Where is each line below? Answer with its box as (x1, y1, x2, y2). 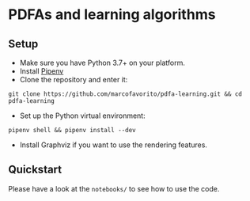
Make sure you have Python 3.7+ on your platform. (19, 58, 186, 67)
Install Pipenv (19, 66, 64, 76)
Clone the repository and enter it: (19, 75, 128, 84)
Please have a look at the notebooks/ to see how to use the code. (8, 184, 220, 193)
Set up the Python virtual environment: (19, 111, 146, 120)
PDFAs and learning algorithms (8, 6, 216, 24)
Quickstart (8, 163, 62, 176)
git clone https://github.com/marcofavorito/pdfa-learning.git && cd (8, 90, 243, 98)
